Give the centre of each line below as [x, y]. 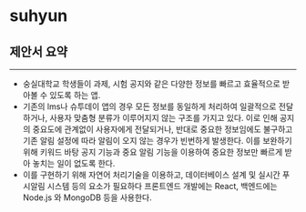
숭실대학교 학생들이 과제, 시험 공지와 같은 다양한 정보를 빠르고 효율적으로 [151, 84]
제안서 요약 [39, 51]
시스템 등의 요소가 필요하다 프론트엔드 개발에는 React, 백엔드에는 [162, 186]
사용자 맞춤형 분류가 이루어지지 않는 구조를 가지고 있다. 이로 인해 [163, 118]
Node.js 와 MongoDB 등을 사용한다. [87, 197]
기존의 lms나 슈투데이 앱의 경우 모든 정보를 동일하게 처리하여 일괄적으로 [149, 106]
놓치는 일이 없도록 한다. [74, 163]
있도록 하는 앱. [75, 95]
